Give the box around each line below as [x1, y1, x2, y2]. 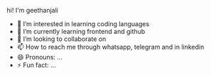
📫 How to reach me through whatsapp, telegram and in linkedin [16, 42, 205, 51]
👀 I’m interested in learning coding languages [16, 20, 150, 28]
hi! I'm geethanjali [6, 6, 58, 14]
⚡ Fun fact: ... [16, 61, 56, 69]
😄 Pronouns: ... [16, 53, 63, 61]
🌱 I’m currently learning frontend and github [16, 28, 146, 35]
